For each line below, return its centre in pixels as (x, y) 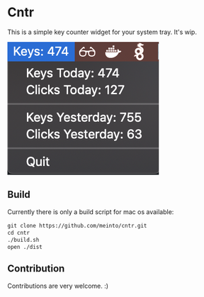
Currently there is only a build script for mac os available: (91, 212)
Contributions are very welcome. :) (58, 286)
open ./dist (25, 247)
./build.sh (23, 240)
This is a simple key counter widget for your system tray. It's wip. (102, 32)
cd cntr (19, 232)
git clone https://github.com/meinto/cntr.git (77, 225)
